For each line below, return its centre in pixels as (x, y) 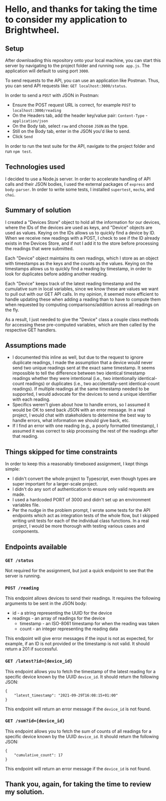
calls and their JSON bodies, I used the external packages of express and (80, 184)
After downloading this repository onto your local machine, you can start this (83, 60)
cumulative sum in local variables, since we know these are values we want (82, 289)
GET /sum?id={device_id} (35, 721)
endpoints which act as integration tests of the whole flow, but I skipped (85, 516)
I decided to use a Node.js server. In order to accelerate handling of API (78, 179)
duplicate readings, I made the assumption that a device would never (83, 363)
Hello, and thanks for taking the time (81, 9)
